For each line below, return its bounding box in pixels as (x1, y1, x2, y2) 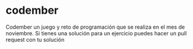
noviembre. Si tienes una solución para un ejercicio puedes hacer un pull (5, 29, 187, 36)
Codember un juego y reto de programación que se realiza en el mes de (5, 23, 185, 30)
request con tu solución (5, 36, 65, 43)
